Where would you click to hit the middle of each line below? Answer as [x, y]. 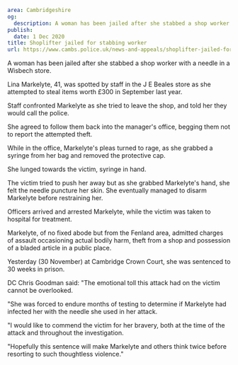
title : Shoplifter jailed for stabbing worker [77, 43]
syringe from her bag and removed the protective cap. [86, 156]
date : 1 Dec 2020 [39, 36]
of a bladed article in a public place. [59, 248]
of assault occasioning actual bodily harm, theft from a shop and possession [119, 241]
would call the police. [38, 113]
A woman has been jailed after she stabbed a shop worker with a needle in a [119, 63]
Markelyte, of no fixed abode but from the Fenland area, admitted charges [115, 233]
